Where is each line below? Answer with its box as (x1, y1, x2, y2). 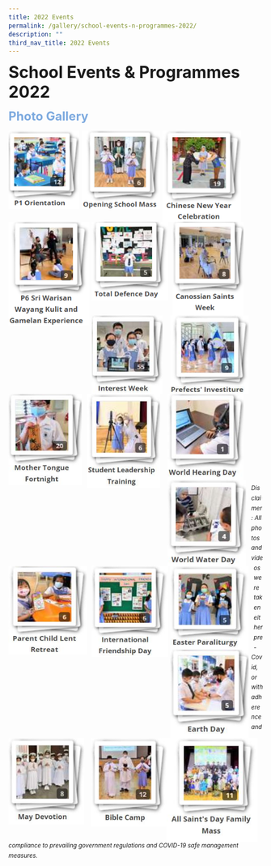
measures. (8, 851, 38, 860)
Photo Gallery (8, 109, 89, 125)
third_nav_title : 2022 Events (8, 39, 111, 47)
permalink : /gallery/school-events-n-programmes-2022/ (8, 21, 197, 30)
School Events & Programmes (8, 62, 240, 83)
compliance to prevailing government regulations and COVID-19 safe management (8, 842, 239, 850)
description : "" (8, 30, 63, 38)
